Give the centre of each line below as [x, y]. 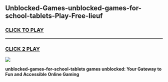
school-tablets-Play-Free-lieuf [54, 16]
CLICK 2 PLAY [22, 49]
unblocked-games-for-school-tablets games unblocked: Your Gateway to [83, 69]
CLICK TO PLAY [24, 30]
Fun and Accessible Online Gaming [42, 74]
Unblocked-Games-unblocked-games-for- [73, 8]
